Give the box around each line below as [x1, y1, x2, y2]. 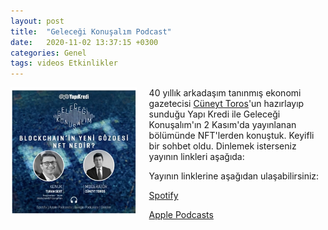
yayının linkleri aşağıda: [148, 151, 245, 163]
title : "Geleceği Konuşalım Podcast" [10, 26, 172, 37]
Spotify [148, 190, 179, 202]
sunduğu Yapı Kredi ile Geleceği [148, 108, 281, 120]
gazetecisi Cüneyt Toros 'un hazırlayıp [148, 98, 305, 110]
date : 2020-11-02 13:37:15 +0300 [10, 37, 159, 47]
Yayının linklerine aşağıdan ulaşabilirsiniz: [148, 170, 320, 182]
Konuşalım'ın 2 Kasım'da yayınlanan [148, 119, 297, 131]
